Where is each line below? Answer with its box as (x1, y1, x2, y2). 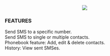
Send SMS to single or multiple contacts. (5, 34, 90, 40)
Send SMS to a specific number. (5, 29, 72, 35)
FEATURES (5, 17, 32, 24)
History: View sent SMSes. (5, 45, 60, 51)
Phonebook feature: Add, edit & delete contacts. (5, 40, 105, 46)
